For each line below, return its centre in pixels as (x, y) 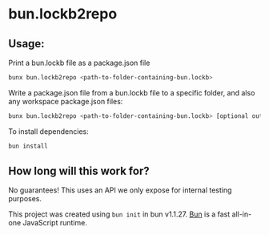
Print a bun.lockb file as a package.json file (79, 63)
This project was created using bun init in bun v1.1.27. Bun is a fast (119, 214)
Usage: (27, 44)
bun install (28, 146)
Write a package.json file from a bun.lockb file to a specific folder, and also (132, 92)
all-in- (242, 214)
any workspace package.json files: (66, 101)
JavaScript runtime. (55, 223)
